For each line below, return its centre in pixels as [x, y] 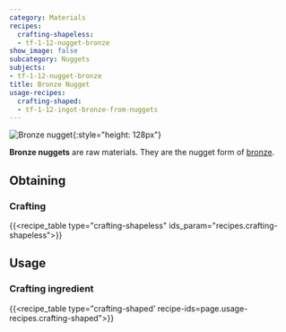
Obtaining [38, 180]
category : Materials [48, 17]
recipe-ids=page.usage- [203, 308]
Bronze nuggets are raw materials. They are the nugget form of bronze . [142, 153]
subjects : [28, 68]
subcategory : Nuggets [50, 59]
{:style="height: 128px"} [117, 135]
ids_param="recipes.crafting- [223, 225]
